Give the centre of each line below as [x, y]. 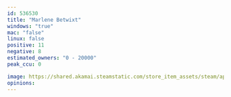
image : [16, 77]
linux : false [26, 39]
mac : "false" [26, 32]
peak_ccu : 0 [24, 64]
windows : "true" [30, 26]
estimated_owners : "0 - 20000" [52, 58]
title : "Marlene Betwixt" [44, 20]
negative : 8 [24, 52]
